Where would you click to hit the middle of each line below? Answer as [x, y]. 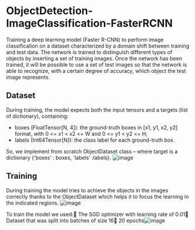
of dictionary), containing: [37, 116]
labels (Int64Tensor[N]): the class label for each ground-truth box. [95, 140]
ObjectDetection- [49, 11]
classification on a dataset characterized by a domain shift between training [98, 46]
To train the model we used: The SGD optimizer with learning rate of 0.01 [96, 214]
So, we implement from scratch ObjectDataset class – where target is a [92, 151]
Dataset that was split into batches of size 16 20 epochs [75, 220]
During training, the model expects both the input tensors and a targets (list [97, 109]
